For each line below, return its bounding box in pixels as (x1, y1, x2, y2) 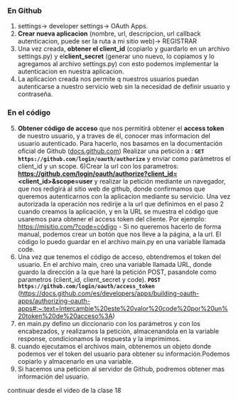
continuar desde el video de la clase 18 (7, 386, 121, 394)
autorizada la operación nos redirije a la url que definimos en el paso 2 (17, 199, 225, 208)
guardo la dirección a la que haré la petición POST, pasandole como (17, 268, 217, 276)
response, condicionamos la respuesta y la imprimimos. (17, 334, 181, 343)
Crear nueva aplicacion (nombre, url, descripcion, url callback (17, 29, 201, 38)
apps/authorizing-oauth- (17, 296, 90, 305)
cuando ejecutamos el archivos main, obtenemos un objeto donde (17, 342, 212, 350)
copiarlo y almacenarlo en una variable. (17, 357, 134, 365)
